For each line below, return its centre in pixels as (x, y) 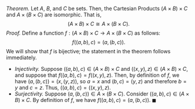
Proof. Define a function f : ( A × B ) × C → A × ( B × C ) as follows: (83, 33)
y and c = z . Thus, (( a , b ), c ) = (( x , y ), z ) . (63, 88)
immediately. (21, 57)
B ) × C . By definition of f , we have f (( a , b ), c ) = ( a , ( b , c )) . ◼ (85, 100)
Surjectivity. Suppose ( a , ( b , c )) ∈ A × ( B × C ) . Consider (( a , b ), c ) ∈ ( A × (102, 94)
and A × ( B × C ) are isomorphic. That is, (54, 15)
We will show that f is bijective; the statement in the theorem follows (88, 51)
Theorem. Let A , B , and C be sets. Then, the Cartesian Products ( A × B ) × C (97, 8)
